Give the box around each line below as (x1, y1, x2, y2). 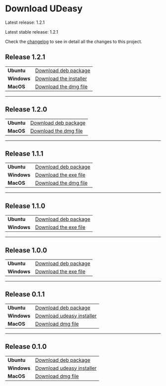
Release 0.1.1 (5, 290, 45, 299)
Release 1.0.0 (5, 246, 47, 254)
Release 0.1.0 (5, 342, 47, 351)
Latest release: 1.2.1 (5, 19, 45, 25)
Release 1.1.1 (5, 149, 43, 158)
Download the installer (35, 75, 87, 82)
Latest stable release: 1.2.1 (5, 29, 58, 35)
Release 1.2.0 (5, 105, 47, 114)
